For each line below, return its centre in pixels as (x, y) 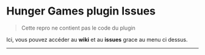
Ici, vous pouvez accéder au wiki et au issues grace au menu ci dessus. (97, 39)
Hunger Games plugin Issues (81, 11)
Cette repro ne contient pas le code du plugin (78, 28)
